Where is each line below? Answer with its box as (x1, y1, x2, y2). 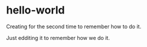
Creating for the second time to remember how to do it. (6, 23, 142, 30)
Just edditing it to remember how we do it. (6, 34, 110, 41)
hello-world (6, 4, 65, 17)
